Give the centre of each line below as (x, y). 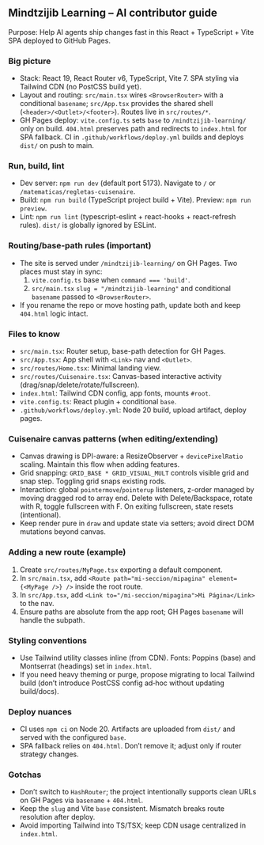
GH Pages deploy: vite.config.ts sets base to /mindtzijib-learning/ (133, 120)
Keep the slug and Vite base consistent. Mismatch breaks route (122, 809)
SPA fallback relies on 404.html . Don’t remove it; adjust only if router (130, 746)
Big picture (30, 61)
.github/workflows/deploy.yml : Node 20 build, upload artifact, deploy (133, 410)
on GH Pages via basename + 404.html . (81, 800)
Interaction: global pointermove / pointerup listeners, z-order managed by (137, 490)
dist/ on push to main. (57, 146)
